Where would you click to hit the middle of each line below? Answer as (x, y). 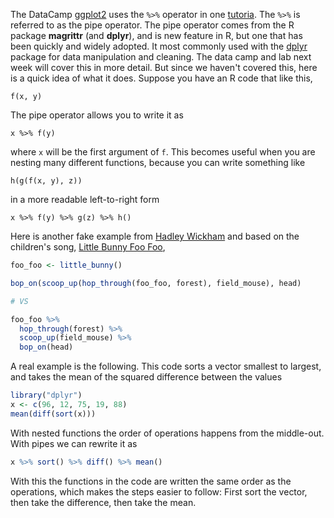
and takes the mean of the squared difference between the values (146, 377)
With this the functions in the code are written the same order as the (151, 481)
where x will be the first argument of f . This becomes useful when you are (163, 152)
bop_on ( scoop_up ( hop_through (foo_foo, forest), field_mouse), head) (156, 283)
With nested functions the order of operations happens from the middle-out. (167, 433)
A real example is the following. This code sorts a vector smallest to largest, (166, 366)
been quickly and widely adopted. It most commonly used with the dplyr (159, 46)
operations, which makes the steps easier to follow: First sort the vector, (159, 491)
